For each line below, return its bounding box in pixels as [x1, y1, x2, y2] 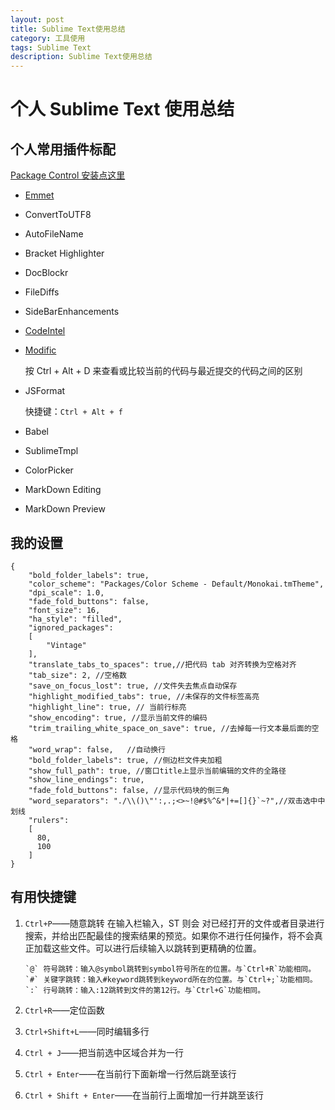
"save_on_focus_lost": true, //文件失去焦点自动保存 [28, 681, 238, 691]
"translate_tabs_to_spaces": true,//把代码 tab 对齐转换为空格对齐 [28, 659, 297, 670]
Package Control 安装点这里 [10, 169, 126, 181]
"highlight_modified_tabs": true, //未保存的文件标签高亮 [28, 691, 260, 701]
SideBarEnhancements [24, 306, 120, 318]
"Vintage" [46, 640, 87, 650]
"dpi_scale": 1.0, [28, 587, 105, 598]
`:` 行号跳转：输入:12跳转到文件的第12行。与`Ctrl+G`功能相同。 [24, 985, 266, 995]
